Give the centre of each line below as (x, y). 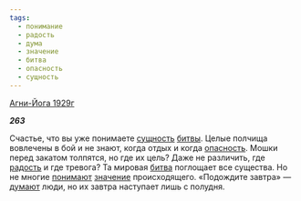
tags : (20, 18)
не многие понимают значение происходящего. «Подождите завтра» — (150, 176)
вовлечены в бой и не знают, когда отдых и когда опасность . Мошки (144, 147)
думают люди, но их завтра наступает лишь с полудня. (117, 186)
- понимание (41, 26)
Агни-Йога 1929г (42, 103)
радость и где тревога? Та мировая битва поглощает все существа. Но (149, 167)
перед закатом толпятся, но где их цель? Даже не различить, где (138, 157)
